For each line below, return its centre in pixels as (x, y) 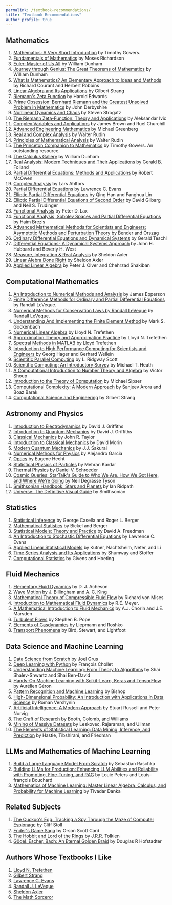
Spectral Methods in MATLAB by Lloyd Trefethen (65, 343)
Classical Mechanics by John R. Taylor (54, 437)
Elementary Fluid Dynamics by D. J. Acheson (60, 587)
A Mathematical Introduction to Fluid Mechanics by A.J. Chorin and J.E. (88, 608)
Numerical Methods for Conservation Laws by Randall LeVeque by (83, 310)
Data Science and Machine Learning (65, 647)
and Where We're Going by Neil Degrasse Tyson (64, 480)
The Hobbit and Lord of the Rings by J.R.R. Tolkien (66, 836)
